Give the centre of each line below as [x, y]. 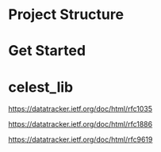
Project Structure [66, 15]
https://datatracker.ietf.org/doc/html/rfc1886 [80, 124]
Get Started [47, 51]
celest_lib [41, 87]
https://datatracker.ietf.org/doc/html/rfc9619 [80, 139]
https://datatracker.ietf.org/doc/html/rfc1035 [80, 109]
